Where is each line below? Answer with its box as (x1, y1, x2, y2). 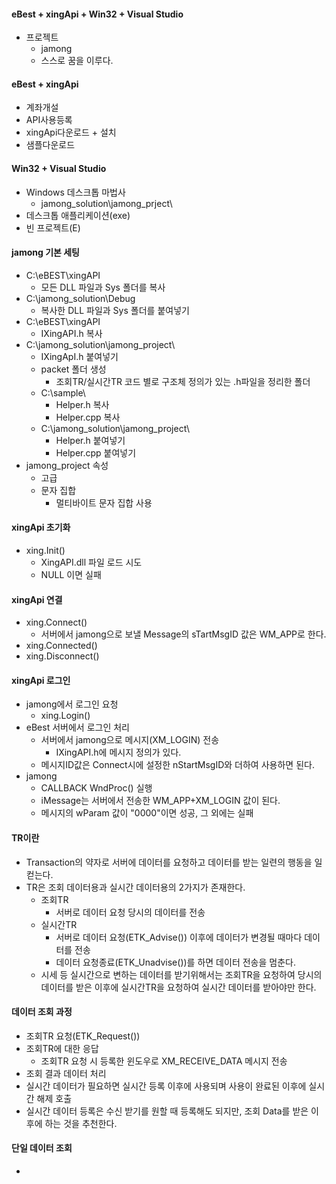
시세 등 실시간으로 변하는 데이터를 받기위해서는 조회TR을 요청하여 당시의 (40, 968, 323, 980)
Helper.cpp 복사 (55, 411, 121, 423)
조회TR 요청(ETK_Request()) (25, 1030, 141, 1042)
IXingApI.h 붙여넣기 (40, 350, 119, 362)
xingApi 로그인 (11, 674, 71, 686)
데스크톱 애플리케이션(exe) (25, 209, 131, 221)
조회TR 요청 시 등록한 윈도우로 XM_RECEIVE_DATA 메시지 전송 (40, 1055, 288, 1067)
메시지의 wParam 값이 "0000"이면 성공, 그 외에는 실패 (40, 807, 254, 819)
